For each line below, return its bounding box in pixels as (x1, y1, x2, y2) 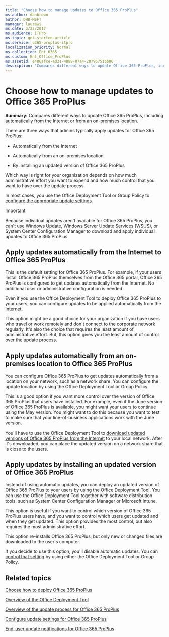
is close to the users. (5, 446, 49, 452)
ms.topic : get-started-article (5, 36, 71, 41)
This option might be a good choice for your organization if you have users (5, 315, 160, 321)
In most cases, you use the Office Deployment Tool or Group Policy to (5, 192, 150, 199)
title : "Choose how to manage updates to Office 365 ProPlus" (5, 7, 138, 13)
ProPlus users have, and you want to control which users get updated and (5, 513, 158, 519)
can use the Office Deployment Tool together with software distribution (5, 492, 152, 499)
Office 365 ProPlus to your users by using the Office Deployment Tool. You (5, 487, 160, 493)
